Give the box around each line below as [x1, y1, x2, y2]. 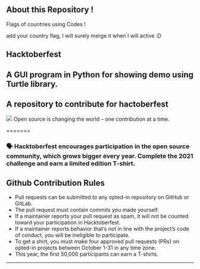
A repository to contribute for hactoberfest [6, 99, 168, 109]
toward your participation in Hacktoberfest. [14, 219, 121, 226]
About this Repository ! [6, 5, 94, 15]
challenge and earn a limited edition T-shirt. [6, 159, 136, 168]
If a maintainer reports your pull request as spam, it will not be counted [14, 212, 189, 220]
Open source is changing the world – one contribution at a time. [13, 115, 170, 123]
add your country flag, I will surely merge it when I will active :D [6, 32, 162, 39]
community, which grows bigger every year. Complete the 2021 [6, 152, 193, 160]
